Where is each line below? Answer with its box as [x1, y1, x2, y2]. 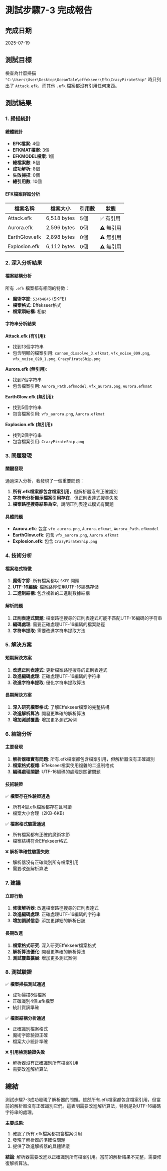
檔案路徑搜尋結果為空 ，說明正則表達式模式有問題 [12, 501, 114, 507]
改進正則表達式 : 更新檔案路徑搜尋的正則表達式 [12, 667, 108, 673]
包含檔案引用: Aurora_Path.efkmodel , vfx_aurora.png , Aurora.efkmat [12, 383, 152, 389]
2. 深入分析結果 [5, 259, 43, 266]
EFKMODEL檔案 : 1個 [12, 153, 55, 159]
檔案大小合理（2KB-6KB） [12, 810, 67, 816]
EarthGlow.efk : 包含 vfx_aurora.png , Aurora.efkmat [12, 532, 119, 538]
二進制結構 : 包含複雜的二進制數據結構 [12, 590, 90, 596]
